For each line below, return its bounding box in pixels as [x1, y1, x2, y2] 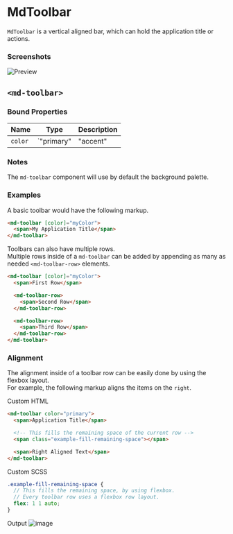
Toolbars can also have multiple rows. [7, 245, 116, 253]
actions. [7, 34, 30, 42]
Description [78, 124, 118, 134]
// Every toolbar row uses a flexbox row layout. [13, 494, 159, 501]
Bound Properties [7, 107, 68, 117]
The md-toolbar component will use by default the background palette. [7, 173, 209, 181]
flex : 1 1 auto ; [13, 500, 60, 507]
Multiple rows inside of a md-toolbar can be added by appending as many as [7, 252, 226, 261]
